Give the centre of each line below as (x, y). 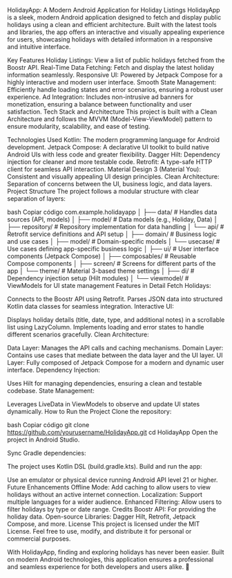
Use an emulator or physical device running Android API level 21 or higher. (113, 480)
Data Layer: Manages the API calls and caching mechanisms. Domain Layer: (115, 348)
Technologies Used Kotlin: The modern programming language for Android (113, 140)
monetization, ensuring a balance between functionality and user (99, 104)
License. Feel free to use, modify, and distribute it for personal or (99, 531)
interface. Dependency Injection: (54, 370)
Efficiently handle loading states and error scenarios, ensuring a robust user (115, 90)
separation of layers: (36, 199)
